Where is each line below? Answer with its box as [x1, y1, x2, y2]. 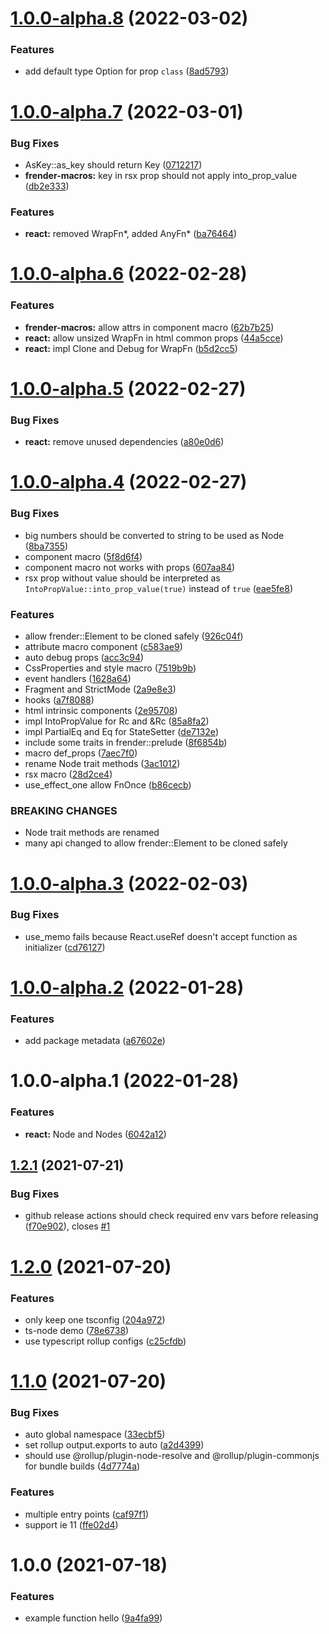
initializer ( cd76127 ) [24, 941, 106, 953]
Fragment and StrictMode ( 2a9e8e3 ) [24, 683, 177, 696]
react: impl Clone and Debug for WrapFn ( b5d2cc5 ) [24, 342, 238, 354]
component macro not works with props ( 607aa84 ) [24, 561, 236, 573]
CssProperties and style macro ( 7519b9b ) [24, 662, 197, 674]
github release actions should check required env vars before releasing [24, 1210, 319, 1222]
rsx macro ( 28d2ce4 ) [24, 768, 113, 781]
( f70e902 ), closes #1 [24, 1220, 111, 1232]
